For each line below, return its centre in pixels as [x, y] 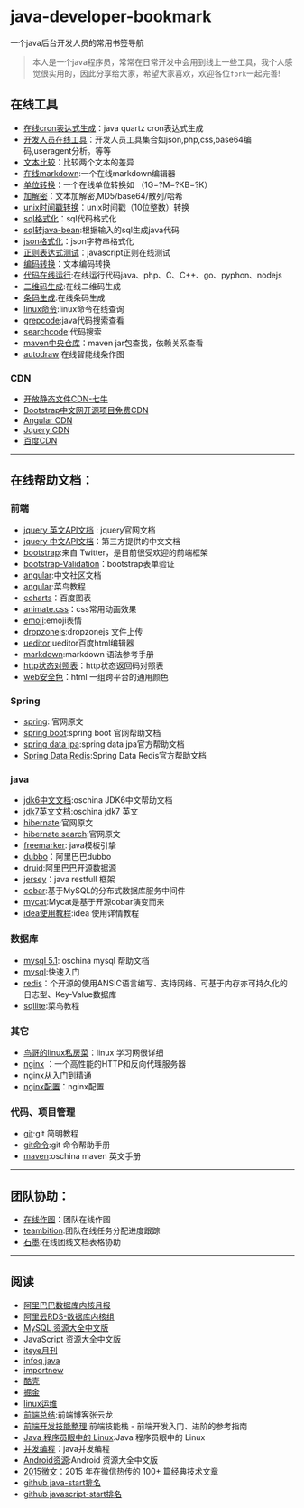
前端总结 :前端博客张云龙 [68, 1414]
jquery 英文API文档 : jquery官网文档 [89, 530]
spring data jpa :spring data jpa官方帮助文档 [104, 744]
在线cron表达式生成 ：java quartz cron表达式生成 [113, 127]
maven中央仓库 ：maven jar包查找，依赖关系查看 [113, 343]
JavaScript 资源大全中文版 [72, 1339]
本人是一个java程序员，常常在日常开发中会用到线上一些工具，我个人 [158, 61]
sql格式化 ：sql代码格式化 [70, 218]
